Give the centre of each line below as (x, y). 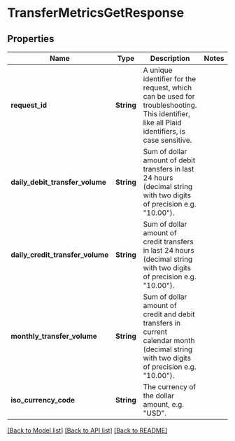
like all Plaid (162, 122)
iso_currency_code (43, 400)
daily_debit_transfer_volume (59, 182)
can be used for (169, 96)
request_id (29, 105)
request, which (168, 87)
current (155, 332)
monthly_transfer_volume (54, 336)
